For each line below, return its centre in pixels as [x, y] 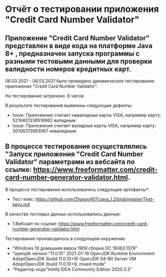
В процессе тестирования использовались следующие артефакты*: [77, 189]
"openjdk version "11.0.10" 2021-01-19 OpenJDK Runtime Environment [83, 253]
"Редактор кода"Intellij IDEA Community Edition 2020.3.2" [72, 269]
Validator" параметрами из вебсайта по [70, 162]
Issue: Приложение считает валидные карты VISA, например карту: [84, 126]
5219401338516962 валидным [44, 120]
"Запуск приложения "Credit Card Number [74, 154]
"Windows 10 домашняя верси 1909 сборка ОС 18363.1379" [75, 248]
